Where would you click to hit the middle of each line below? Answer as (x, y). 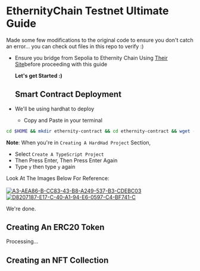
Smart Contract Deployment (68, 94)
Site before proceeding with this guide (61, 64)
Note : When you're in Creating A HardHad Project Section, (79, 142)
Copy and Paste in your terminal (63, 120)
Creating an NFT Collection (57, 260)
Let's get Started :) (38, 75)
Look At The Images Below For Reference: (58, 178)
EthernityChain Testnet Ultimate (87, 11)
